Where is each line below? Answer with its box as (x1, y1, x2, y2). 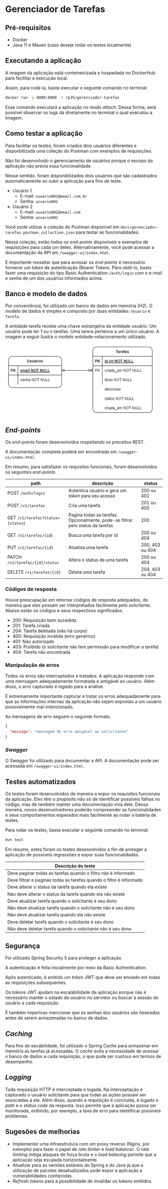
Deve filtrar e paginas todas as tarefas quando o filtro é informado (7, 877, 143, 883)
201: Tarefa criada (12, 623, 50, 629)
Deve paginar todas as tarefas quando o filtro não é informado (7, 870, 135, 876)
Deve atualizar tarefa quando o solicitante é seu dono (7, 898, 117, 904)
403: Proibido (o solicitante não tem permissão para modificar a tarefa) (12, 644, 159, 650)
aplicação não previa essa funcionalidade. (5, 163, 92, 169)
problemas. (5, 1113, 28, 1119)
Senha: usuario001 (19, 198, 58, 204)
